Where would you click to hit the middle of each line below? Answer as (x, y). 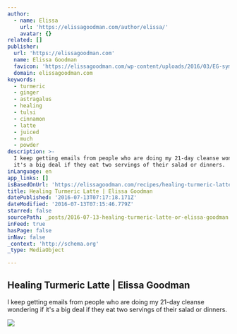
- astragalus (33, 100)
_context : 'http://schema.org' (53, 244)
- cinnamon (30, 119)
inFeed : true (26, 224)
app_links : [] (28, 178)
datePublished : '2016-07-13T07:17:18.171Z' (72, 198)
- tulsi (25, 112)
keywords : (22, 79)
